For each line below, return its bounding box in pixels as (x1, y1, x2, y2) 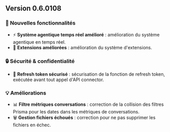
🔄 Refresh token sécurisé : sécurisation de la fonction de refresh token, (12, 71, 165, 77)
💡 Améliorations (5, 89, 46, 97)
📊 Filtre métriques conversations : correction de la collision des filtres (12, 101, 164, 107)
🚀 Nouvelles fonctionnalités (5, 20, 76, 27)
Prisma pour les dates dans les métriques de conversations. (12, 109, 140, 115)
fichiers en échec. (12, 122, 51, 128)
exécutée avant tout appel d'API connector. (12, 77, 104, 83)
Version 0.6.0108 (5, 4, 62, 13)
